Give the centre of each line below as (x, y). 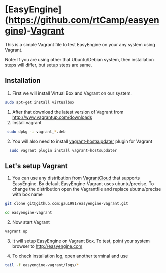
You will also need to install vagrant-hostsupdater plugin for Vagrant (82, 141)
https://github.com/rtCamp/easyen (84, 20)
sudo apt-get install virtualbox (40, 102)
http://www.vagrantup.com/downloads (52, 117)
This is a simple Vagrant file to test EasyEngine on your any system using (80, 44)
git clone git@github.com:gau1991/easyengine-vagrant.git (67, 204)
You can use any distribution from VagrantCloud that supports (76, 178)
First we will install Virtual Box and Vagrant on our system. (72, 93)
